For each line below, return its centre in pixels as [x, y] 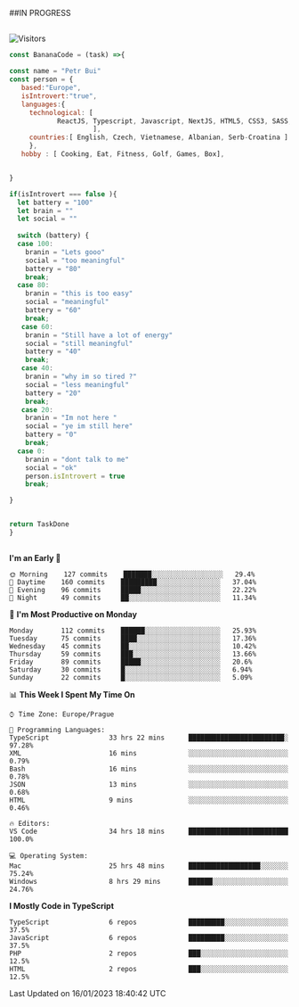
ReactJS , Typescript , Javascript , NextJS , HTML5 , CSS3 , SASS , [174, 121]
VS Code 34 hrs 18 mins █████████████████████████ [149, 832]
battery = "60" [53, 310]
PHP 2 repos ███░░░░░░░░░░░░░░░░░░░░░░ [149, 953]
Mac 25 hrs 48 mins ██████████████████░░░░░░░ [149, 866]
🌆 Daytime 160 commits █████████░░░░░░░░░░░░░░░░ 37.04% [133, 582]
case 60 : [37, 326]
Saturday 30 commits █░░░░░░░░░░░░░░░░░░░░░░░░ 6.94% [131, 670]
